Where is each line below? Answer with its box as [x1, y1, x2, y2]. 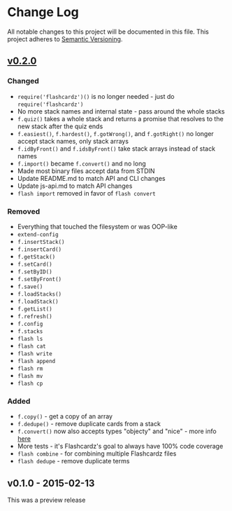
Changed [7, 76, 40, 86]
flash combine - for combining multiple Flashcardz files [17, 449, 177, 458]
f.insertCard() [17, 246, 62, 253]
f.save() [17, 283, 43, 290]
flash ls [17, 335, 43, 342]
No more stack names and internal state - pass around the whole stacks [17, 107, 225, 116]
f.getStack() [17, 253, 56, 260]
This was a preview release [7, 496, 86, 505]
